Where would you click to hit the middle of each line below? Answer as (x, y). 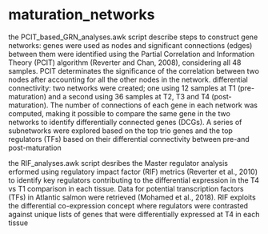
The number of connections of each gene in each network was (154, 105)
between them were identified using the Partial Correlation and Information (132, 54)
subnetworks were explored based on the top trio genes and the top (121, 131)
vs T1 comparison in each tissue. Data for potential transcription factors (126, 188)
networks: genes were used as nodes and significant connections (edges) (130, 45)
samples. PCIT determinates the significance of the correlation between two (134, 71)
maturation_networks (82, 15)
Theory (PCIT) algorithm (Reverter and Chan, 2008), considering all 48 (125, 63)
